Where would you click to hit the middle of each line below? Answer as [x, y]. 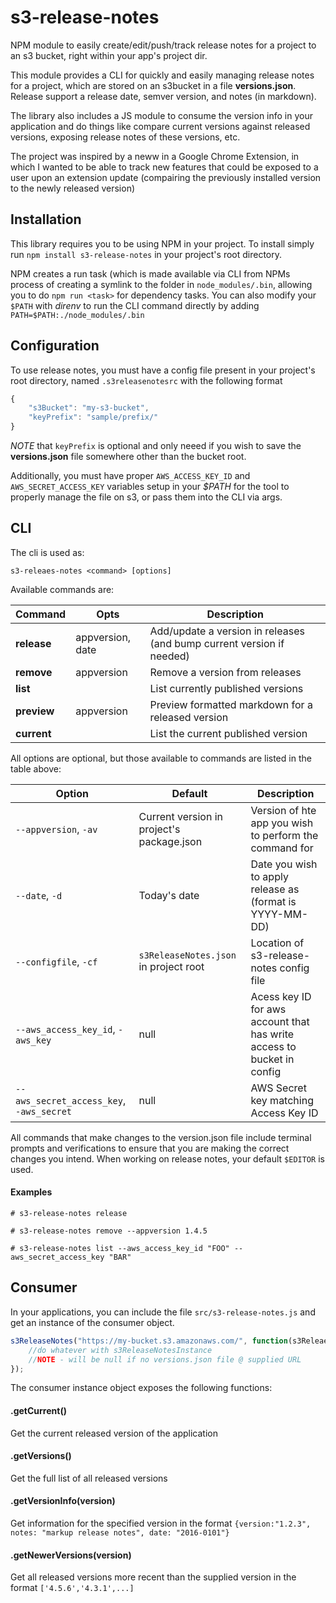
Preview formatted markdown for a [231, 704]
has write [272, 1034]
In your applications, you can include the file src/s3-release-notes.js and [163, 1312]
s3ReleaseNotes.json [187, 955]
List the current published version [228, 733]
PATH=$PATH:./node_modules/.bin [77, 315]
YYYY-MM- [279, 914]
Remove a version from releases [225, 672]
